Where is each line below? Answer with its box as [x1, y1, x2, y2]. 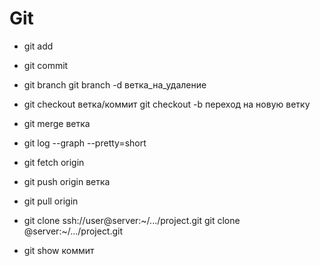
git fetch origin [23, 156, 85, 168]
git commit [23, 59, 69, 71]
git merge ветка [23, 117, 91, 129]
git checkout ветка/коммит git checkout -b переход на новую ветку [23, 98, 311, 110]
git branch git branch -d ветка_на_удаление [23, 78, 207, 91]
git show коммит [23, 244, 95, 256]
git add [23, 40, 54, 52]
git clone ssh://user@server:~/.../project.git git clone [23, 214, 241, 226]
